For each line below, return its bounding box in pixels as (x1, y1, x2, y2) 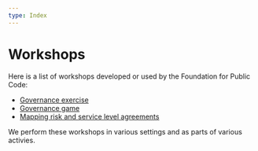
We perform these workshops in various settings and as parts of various (8, 127, 242, 136)
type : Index (8, 11, 47, 20)
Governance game (19, 103, 80, 112)
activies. (8, 135, 35, 145)
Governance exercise (19, 95, 89, 105)
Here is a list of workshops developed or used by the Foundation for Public (8, 72, 251, 81)
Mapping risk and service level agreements (19, 112, 160, 121)
